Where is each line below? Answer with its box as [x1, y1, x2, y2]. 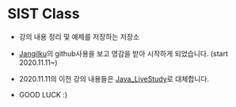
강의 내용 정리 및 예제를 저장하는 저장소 [18, 32, 140, 41]
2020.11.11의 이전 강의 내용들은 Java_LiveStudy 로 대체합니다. [18, 74, 210, 83]
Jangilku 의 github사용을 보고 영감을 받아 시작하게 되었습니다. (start [18, 48, 229, 58]
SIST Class [7, 5, 80, 23]
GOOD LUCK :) [18, 90, 68, 99]
